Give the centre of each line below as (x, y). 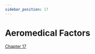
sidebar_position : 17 (27, 9)
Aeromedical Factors (48, 33)
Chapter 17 (16, 46)
